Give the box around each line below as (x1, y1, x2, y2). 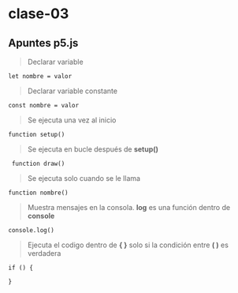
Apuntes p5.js (8, 36, 79, 50)
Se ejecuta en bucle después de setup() (27, 145, 159, 154)
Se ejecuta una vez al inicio (27, 115, 117, 125)
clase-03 (8, 5, 69, 23)
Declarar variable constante (27, 86, 118, 96)
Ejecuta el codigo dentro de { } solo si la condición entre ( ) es (27, 240, 229, 250)
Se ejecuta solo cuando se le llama (27, 174, 140, 182)
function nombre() (8, 189, 69, 197)
